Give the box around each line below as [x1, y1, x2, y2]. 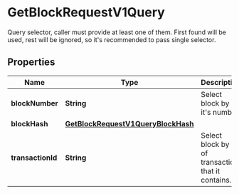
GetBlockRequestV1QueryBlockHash [65, 118, 194, 128]
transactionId [11, 153, 58, 163]
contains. [201, 175, 232, 185]
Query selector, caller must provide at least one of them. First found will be [7, 28, 226, 36]
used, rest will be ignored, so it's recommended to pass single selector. [7, 35, 216, 44]
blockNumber [11, 98, 58, 108]
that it [201, 165, 221, 175]
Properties [7, 56, 55, 68]
